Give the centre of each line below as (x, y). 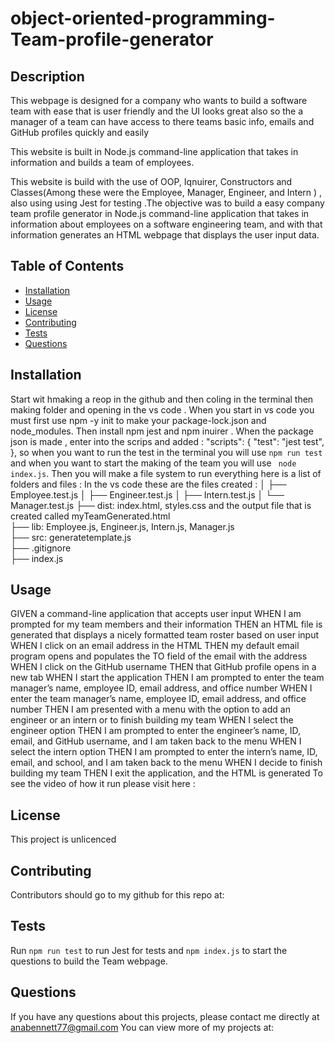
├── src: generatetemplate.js (71, 537)
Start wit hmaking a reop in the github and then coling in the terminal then (162, 399)
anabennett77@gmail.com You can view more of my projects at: (142, 1027)
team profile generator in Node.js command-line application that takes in (160, 213)
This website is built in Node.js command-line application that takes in (154, 151)
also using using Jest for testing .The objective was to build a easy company (167, 203)
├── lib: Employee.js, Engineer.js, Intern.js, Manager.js (122, 526)
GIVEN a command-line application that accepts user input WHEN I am (156, 614)
